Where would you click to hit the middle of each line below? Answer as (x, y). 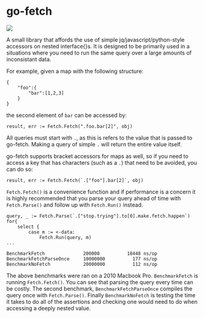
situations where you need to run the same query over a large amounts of (99, 53)
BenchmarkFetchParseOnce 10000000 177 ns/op (82, 259)
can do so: (20, 169)
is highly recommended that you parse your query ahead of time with (94, 198)
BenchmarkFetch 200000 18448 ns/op (82, 253)
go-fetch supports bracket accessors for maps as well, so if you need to (97, 156)
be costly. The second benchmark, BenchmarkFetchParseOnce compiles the (100, 289)
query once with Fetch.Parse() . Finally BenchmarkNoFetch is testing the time (101, 295)
